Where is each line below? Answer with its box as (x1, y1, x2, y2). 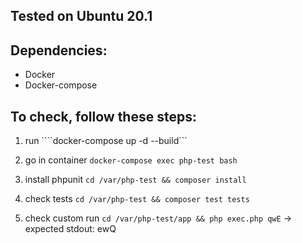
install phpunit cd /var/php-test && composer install (24, 174, 247, 186)
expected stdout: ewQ (24, 223, 117, 235)
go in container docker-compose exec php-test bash (24, 154, 238, 166)
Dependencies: (10, 42, 108, 59)
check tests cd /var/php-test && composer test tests (24, 193, 250, 205)
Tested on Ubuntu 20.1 (10, 8, 153, 25)
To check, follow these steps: (10, 108, 197, 125)
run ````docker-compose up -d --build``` (24, 135, 188, 147)
